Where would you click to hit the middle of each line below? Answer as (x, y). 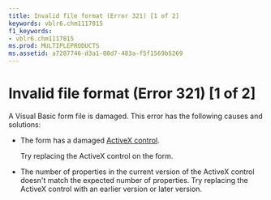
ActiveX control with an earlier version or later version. (111, 189)
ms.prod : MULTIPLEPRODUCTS (54, 46)
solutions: (25, 124)
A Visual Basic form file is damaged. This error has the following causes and (136, 116)
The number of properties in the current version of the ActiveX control (137, 172)
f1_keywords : (30, 31)
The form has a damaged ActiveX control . (90, 140)
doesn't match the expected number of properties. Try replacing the (134, 180)
